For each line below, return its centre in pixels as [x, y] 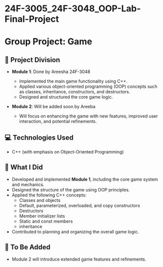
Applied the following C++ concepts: [49, 195]
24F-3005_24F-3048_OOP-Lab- [73, 9]
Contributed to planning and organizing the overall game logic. [75, 231]
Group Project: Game [48, 42]
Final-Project [32, 19]
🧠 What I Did [24, 168]
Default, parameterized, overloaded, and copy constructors [80, 205]
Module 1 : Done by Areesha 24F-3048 [51, 72]
